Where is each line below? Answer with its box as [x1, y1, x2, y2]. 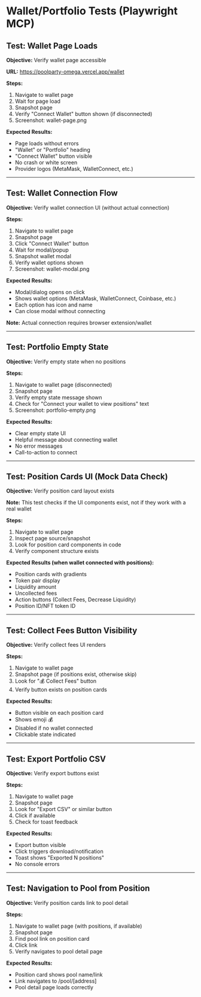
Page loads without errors [14, 140, 79, 147]
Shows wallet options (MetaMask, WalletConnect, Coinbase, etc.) [14, 295, 176, 302]
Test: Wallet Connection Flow [6, 188, 118, 198]
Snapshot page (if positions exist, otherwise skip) [14, 671, 137, 678]
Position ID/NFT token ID [14, 603, 76, 610]
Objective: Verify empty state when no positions [6, 357, 126, 365]
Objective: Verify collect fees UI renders [6, 641, 106, 649]
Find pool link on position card [14, 935, 90, 942]
